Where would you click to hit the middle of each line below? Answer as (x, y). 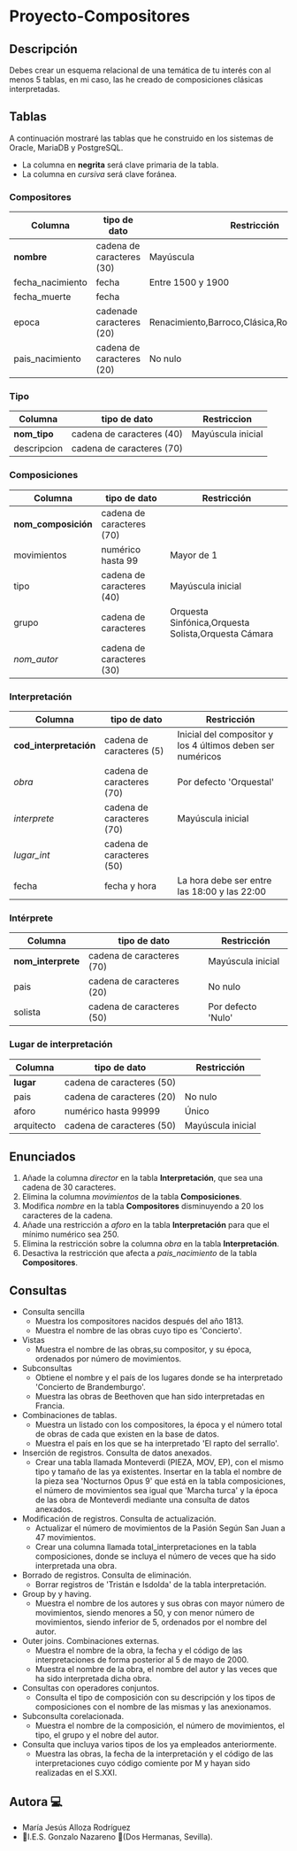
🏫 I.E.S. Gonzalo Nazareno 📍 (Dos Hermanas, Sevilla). (118, 1837)
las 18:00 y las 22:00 (222, 891)
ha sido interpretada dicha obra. (93, 1678)
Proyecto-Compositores (100, 16)
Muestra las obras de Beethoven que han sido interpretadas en (150, 1397)
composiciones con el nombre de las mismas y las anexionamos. (153, 1707)
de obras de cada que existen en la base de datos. (127, 1434)
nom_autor (36, 659)
